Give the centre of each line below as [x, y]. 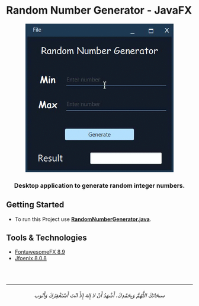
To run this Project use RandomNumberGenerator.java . [83, 219]
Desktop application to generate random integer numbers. [99, 185]
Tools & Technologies [46, 238]
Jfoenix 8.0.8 [31, 258]
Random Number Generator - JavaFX [99, 10]
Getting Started [35, 205]
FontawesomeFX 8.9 [40, 252]
